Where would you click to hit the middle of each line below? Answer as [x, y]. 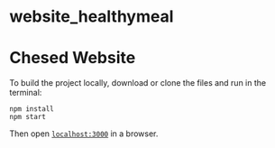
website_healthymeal [92, 17]
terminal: [26, 93]
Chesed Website [73, 58]
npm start [28, 117]
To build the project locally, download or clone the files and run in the [138, 83]
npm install [32, 109]
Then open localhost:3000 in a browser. [84, 134]
